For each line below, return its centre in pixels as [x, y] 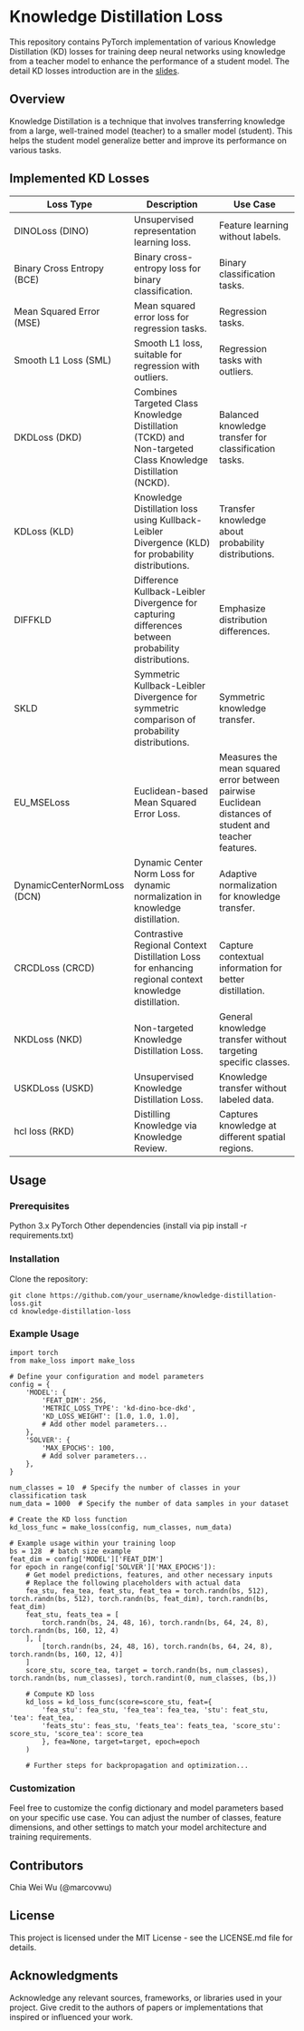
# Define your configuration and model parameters [107, 1376]
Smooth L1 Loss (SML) [63, 360]
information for [250, 968]
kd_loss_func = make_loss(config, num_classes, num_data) [121, 1527]
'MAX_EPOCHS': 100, [79, 1448]
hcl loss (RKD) [44, 1131]
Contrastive [159, 933]
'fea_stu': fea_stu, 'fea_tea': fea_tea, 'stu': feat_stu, [156, 1710]
